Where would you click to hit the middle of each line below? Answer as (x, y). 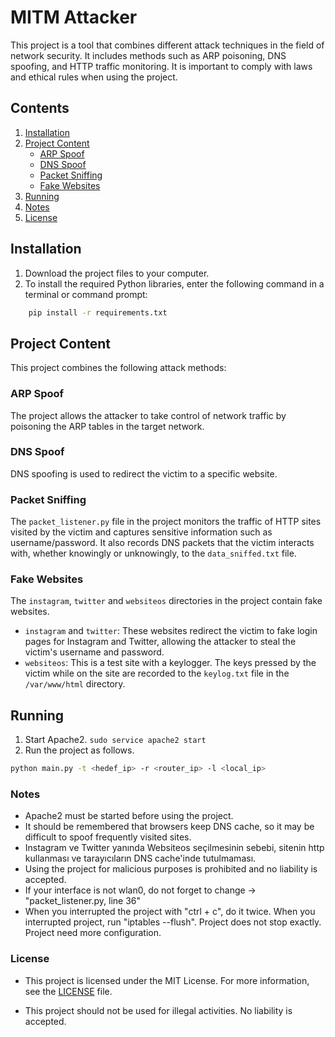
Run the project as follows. (79, 750)
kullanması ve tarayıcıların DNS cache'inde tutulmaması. (140, 858)
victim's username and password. (94, 652)
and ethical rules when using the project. (94, 77)
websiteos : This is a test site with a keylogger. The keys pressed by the (170, 663)
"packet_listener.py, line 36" (83, 901)
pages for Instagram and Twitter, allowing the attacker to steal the (160, 642)
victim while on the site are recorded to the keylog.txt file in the (157, 673)
